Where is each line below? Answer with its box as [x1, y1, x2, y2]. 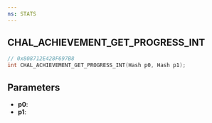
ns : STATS [7, 10, 37, 18]
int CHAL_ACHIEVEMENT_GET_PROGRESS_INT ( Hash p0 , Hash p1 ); [7, 61, 186, 69]
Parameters [7, 81, 60, 93]
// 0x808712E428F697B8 [7, 55, 75, 62]
